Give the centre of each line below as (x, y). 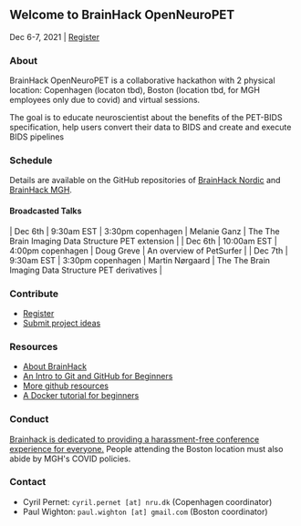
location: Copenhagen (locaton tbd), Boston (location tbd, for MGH (135, 90)
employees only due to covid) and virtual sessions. (105, 100)
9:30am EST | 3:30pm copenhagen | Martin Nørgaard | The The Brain (140, 260)
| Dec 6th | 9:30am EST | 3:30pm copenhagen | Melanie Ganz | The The (145, 231)
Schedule (31, 160)
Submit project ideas (62, 323)
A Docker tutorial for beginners (81, 396)
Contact (28, 482)
